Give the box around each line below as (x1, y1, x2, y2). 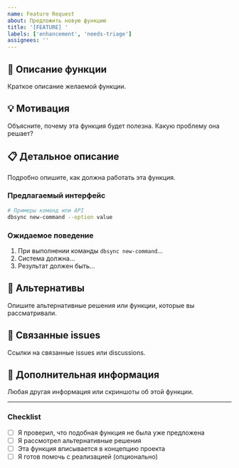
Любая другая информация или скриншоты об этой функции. (7, 388, 194, 396)
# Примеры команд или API (7, 207, 84, 214)
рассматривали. (7, 309, 57, 317)
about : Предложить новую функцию (7, 17, 107, 24)
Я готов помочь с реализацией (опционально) (17, 452, 158, 461)
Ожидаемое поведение (7, 230, 94, 240)
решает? (7, 129, 33, 137)
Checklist (7, 412, 41, 422)
